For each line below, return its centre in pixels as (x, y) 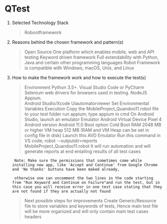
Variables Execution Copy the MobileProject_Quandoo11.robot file (91, 108)
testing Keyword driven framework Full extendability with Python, (91, 57)
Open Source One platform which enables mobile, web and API (89, 52)
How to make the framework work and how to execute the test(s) (79, 77)
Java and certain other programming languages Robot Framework (92, 62)
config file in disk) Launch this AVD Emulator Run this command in (92, 135)
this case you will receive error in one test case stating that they (87, 187)
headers (33, 216)
